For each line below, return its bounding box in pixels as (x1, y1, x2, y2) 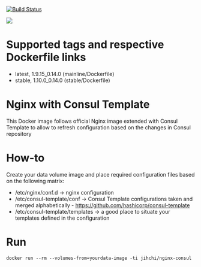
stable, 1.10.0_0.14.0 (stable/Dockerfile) (14, 77, 110, 84)
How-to (6, 151, 45, 165)
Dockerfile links (6, 51, 86, 64)
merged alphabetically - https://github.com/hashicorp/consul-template (14, 201, 190, 209)
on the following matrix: (6, 177, 65, 184)
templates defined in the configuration (14, 214, 110, 222)
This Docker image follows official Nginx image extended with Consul (6, 117, 178, 125)
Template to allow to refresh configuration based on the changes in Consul (6, 123, 191, 131)
